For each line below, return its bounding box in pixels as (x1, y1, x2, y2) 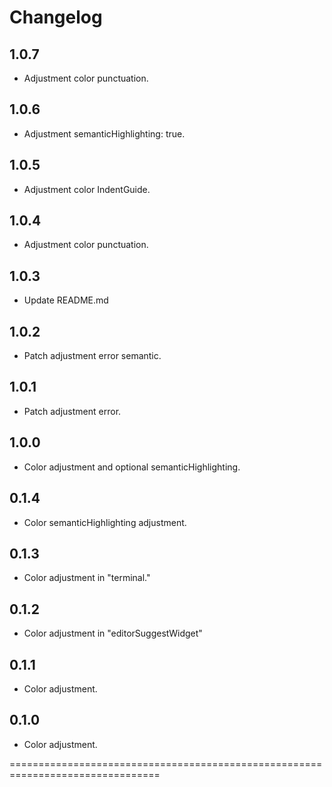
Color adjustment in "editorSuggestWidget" (23, 627, 203, 640)
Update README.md (23, 294, 109, 306)
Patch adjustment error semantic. (23, 350, 162, 362)
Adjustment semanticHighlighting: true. (23, 127, 186, 140)
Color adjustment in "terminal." (23, 572, 151, 584)
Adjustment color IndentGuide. (23, 183, 151, 195)
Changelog (9, 6, 103, 29)
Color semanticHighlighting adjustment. (23, 516, 187, 528)
